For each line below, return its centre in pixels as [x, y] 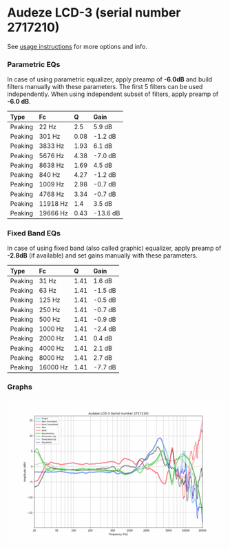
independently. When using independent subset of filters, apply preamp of [113, 94]
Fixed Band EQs [34, 233]
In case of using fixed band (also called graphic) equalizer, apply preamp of [114, 248]
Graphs [20, 387]
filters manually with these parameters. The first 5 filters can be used [105, 87]
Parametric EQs [34, 64]
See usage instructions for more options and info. [77, 46]
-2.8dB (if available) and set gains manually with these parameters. [102, 256]
